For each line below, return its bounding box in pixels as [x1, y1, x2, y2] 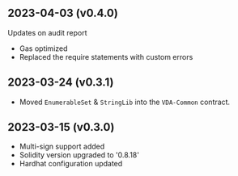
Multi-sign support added [19, 141, 105, 152]
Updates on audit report [7, 27, 87, 37]
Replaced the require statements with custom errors [19, 52, 193, 61]
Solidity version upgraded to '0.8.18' [19, 150, 139, 160]
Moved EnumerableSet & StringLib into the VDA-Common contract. [19, 97, 231, 107]
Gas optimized [19, 44, 68, 53]
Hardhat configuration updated [19, 159, 123, 169]
